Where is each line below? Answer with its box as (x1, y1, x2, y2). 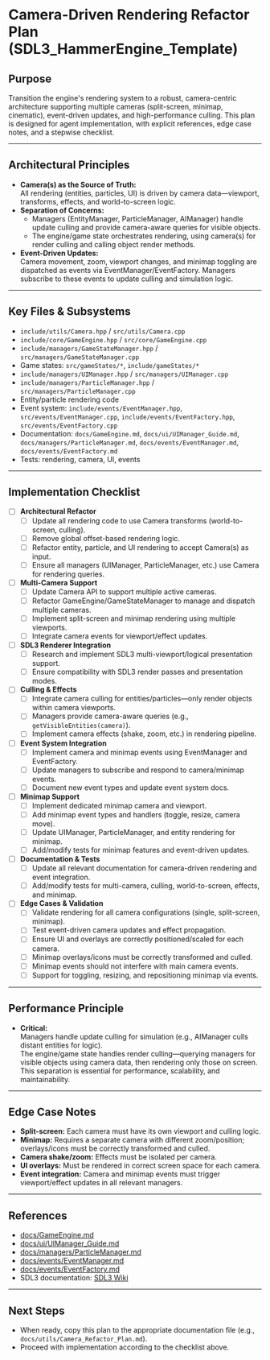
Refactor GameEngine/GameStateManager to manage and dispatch (31, 596, 256, 606)
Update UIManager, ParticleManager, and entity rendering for (31, 827, 235, 837)
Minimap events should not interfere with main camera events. (31, 961, 239, 971)
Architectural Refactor (19, 506, 96, 516)
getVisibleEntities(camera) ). (31, 721, 131, 730)
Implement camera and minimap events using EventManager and (31, 747, 247, 757)
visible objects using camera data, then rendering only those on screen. (19, 1057, 258, 1067)
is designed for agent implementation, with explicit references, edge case (8, 119, 252, 128)
